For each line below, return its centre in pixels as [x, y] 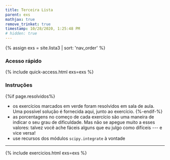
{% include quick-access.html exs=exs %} [50, 72]
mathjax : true [20, 19]
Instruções [19, 85]
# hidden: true [21, 33]
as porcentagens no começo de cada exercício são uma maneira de [83, 116]
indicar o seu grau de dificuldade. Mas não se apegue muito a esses [84, 122]
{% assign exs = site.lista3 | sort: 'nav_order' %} [55, 48]
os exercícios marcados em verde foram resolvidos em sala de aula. [83, 106]
